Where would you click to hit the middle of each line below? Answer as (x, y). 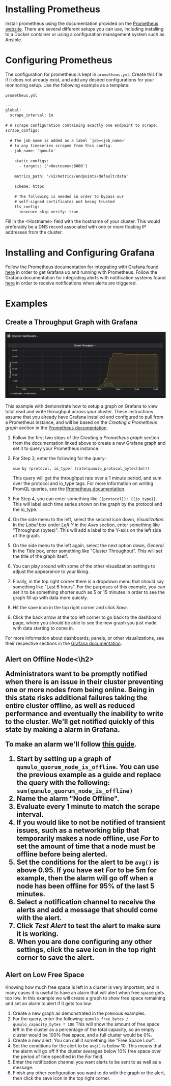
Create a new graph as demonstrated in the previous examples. (79, 1013)
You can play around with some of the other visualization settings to (84, 566)
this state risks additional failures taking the (76, 697)
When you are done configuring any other (84, 942)
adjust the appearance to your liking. (51, 571)
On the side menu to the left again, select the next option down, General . (89, 545)
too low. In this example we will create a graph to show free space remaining (85, 998)
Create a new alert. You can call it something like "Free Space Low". (84, 1040)
